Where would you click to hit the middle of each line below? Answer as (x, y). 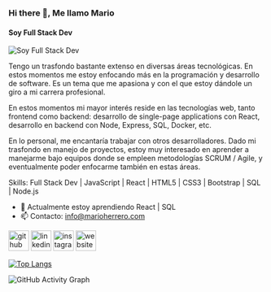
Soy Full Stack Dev (41, 33)
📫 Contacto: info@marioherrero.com (82, 216)
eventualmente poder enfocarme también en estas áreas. (105, 167)
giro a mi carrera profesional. (57, 92)
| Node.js (24, 191)
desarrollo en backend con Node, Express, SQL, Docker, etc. (110, 125)
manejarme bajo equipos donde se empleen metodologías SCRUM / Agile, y (135, 159)
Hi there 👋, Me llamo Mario (61, 13)
